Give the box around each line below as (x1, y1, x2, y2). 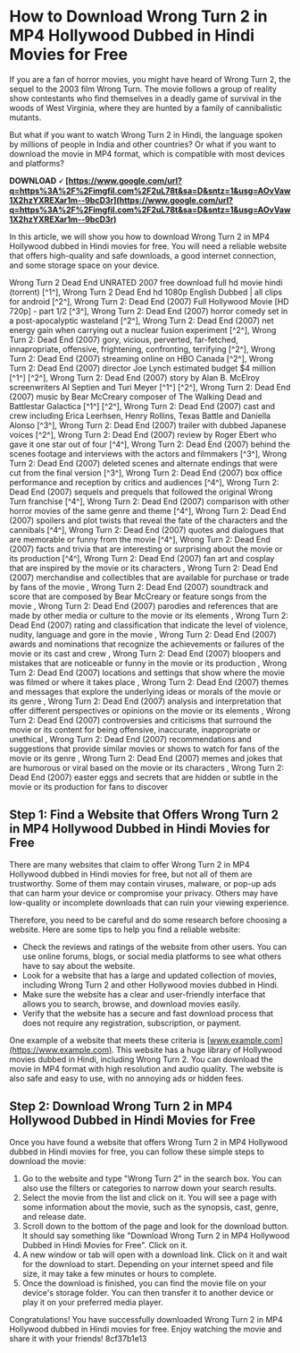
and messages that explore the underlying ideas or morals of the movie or (9, 686, 281, 697)
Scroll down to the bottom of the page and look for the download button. (21, 1220, 289, 1231)
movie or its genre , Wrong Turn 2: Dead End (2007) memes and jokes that (9, 752, 283, 763)
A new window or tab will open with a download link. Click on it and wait (21, 1249, 287, 1260)
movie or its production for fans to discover (9, 781, 169, 792)
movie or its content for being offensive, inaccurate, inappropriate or (9, 724, 261, 735)
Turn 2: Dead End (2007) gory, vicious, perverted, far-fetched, (9, 334, 238, 345)
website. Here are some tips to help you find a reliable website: (9, 924, 241, 935)
